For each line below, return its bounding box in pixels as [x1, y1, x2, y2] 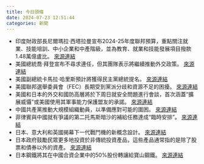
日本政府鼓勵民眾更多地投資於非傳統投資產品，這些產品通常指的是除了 [15, 136, 192, 143]
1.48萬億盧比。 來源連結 [15, 53, 76, 60]
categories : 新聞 [6, 20, 49, 26]
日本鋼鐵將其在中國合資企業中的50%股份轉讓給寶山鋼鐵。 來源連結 [15, 151, 184, 159]
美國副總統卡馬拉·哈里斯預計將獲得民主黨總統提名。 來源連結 [15, 75, 168, 83]
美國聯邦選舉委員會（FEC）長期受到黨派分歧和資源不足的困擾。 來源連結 [15, 83, 198, 91]
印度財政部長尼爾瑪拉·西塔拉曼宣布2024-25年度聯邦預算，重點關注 [15, 38, 183, 45]
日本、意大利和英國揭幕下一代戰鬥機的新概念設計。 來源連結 [15, 129, 166, 136]
